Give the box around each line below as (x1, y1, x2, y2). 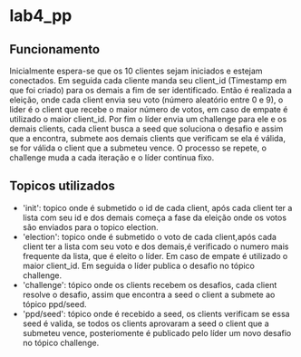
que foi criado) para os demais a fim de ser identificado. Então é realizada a (9, 85, 293, 95)
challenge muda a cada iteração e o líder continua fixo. (9, 152, 215, 163)
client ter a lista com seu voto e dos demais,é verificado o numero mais (22, 241, 289, 252)
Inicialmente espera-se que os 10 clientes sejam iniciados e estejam (9, 65, 263, 76)
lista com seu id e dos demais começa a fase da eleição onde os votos (22, 212, 287, 223)
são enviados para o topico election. (22, 221, 159, 232)
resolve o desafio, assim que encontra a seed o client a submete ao (22, 289, 276, 300)
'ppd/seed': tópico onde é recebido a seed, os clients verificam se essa (22, 308, 290, 319)
